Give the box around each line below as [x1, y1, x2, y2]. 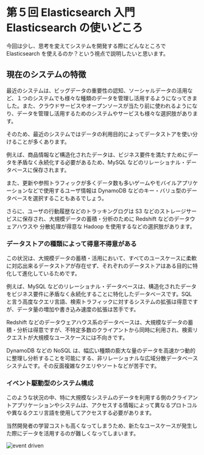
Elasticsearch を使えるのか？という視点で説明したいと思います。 [6, 49, 169, 57]
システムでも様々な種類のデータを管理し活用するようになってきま [32, 94, 198, 101]
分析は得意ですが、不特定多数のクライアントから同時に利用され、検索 [16, 326, 193, 333]
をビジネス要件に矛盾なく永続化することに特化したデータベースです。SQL [6, 291, 192, 298]
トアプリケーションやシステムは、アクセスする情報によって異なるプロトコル [6, 401, 198, 409]
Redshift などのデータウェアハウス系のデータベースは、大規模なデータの [6, 319, 188, 326]
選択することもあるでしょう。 [32, 194, 108, 202]
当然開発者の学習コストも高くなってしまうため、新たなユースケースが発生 [6, 422, 192, 429]
